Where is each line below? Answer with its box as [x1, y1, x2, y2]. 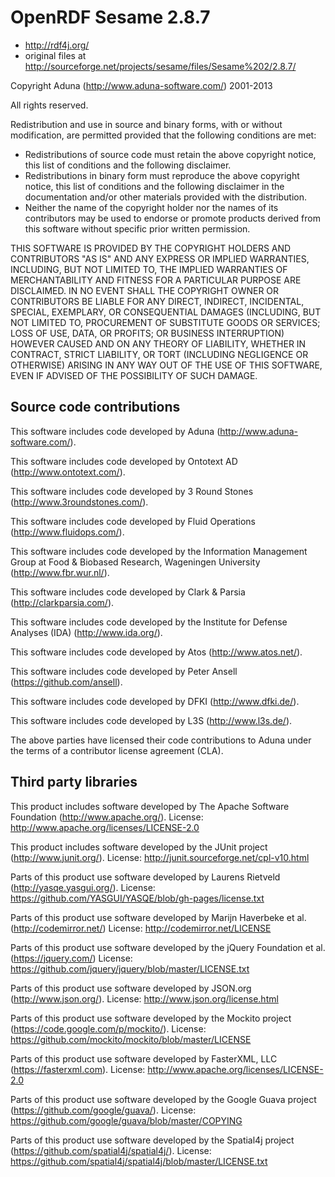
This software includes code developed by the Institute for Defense [10, 616, 288, 628]
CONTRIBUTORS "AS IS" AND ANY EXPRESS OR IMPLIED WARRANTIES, [10, 252, 310, 265]
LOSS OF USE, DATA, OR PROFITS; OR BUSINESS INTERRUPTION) [10, 327, 285, 339]
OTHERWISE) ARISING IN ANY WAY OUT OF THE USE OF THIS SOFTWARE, [10, 359, 323, 371]
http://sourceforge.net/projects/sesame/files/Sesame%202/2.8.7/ [24, 60, 297, 72]
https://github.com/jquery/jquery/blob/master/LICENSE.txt [10, 962, 250, 975]
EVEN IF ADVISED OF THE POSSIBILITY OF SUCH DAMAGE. [10, 369, 258, 381]
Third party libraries [10, 774, 138, 791]
